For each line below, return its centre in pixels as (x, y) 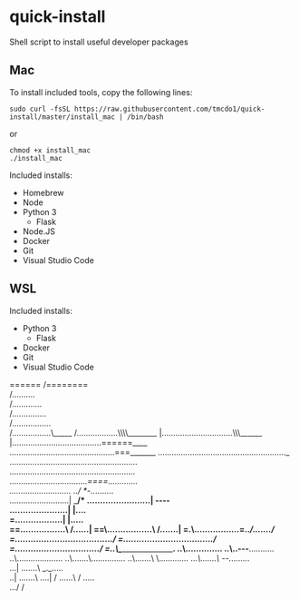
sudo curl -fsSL (40, 109)
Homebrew (43, 192)
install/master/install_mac (63, 117)
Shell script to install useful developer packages (99, 42)
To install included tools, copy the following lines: (101, 92)
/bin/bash (145, 117)
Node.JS (39, 231)
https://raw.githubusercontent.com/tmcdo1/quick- (169, 109)
